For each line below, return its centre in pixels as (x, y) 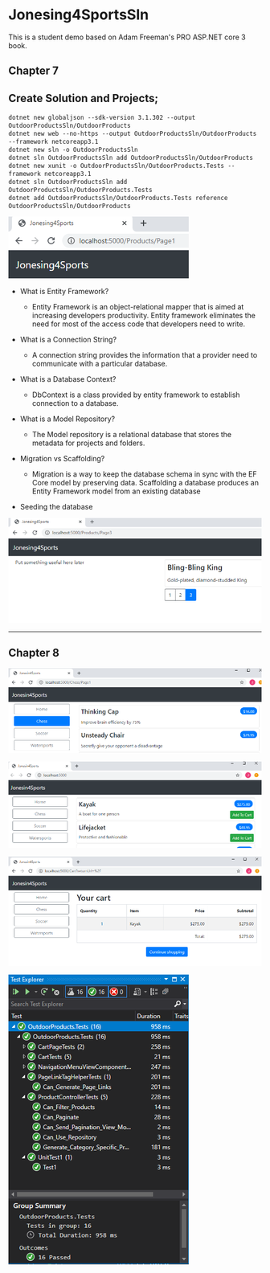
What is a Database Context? (68, 379)
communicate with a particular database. (100, 364)
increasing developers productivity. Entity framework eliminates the (143, 316)
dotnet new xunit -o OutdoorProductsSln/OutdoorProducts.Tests (117, 166)
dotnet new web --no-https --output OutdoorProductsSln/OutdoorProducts (133, 134)
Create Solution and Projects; (84, 98)
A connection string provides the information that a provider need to (145, 355)
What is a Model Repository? (67, 419)
